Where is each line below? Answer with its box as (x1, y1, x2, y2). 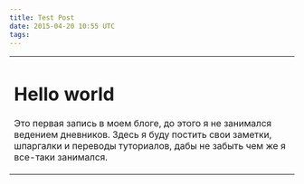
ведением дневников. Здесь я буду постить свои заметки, (14, 128, 272, 141)
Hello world (14, 83, 115, 106)
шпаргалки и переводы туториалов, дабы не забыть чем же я (14, 139, 287, 152)
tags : (9, 30, 30, 39)
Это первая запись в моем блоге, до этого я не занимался (14, 116, 272, 129)
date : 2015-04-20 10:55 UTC (9, 22, 116, 31)
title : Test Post (9, 13, 75, 23)
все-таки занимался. (14, 151, 109, 163)
